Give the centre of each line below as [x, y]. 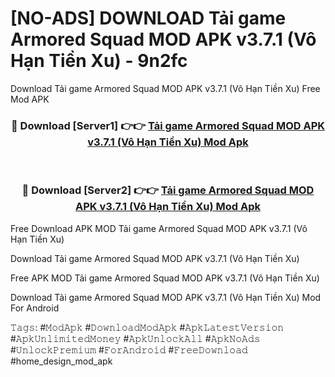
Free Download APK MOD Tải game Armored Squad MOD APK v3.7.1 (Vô [159, 228]
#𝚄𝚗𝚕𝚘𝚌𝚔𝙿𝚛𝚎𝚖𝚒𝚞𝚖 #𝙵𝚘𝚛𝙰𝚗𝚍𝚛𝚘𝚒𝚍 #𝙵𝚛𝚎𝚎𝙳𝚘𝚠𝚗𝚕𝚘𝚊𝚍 [129, 349]
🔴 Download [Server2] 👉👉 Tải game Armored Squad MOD [168, 190]
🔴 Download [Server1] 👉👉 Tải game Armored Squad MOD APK [168, 125]
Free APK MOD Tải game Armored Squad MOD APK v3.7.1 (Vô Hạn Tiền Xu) [165, 278]
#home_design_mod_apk [61, 361]
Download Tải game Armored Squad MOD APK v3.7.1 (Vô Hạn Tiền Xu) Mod [166, 297]
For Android [35, 308]
